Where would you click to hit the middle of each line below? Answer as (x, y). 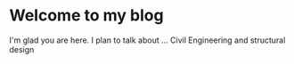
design (22, 49)
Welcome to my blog (86, 16)
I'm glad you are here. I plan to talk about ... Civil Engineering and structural (147, 40)
